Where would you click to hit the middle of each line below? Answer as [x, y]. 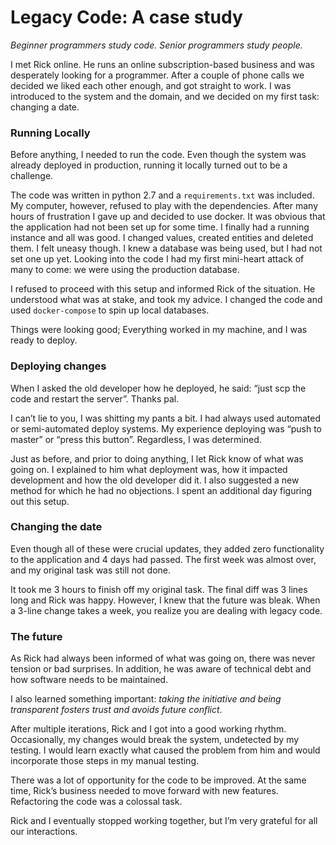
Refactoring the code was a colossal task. [96, 802]
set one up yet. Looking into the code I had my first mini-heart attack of [157, 259]
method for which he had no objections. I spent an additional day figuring [161, 490]
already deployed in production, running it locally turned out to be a [149, 165]
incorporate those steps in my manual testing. [105, 761]
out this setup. [40, 501]
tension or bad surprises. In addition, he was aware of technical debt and [161, 669]
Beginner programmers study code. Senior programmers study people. [156, 45]
